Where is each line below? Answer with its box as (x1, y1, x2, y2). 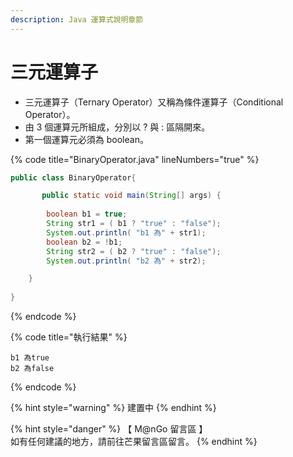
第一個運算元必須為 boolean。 (24, 133, 149, 145)
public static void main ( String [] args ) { (41, 191, 222, 201)
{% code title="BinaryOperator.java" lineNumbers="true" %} (10, 153, 260, 165)
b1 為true (10, 353, 50, 363)
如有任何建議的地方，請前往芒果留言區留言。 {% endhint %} (10, 436, 258, 448)
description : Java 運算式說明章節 (10, 14, 144, 25)
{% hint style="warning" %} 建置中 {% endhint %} (10, 402, 217, 414)
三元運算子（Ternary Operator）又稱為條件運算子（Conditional (24, 96, 284, 108)
